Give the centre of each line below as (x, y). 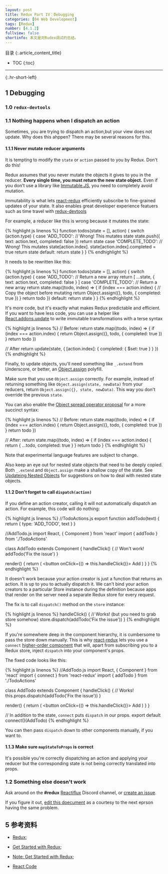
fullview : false (22, 33)
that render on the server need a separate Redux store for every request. (80, 594)
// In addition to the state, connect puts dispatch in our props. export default (83, 715)
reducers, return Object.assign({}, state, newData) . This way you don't (80, 389)
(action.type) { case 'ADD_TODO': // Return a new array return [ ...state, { (80, 277)
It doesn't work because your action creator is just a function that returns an (84, 578)
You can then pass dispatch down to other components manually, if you (79, 730)
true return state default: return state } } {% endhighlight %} (67, 252)
